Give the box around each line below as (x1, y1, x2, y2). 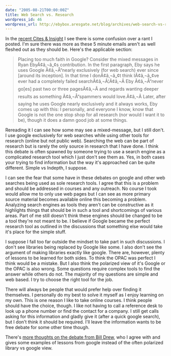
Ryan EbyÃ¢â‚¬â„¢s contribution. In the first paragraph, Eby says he (17, 62, 160, 68)
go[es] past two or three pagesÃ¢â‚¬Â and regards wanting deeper (17, 86, 159, 92)
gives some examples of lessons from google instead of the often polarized (5, 340, 164, 346)
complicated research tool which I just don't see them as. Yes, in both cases (5, 154, 165, 160)
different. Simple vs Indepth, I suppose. (5, 165, 88, 171)
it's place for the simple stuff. (5, 229, 67, 235)
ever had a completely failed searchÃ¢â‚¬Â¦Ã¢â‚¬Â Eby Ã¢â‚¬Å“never (17, 78, 164, 85)
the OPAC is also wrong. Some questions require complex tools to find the (5, 266, 160, 272)
